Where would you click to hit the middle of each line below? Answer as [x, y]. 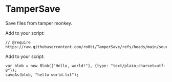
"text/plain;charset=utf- [138, 66]
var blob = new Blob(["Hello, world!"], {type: [57, 66]
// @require [18, 42]
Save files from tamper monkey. [39, 23]
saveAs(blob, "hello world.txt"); [42, 75]
